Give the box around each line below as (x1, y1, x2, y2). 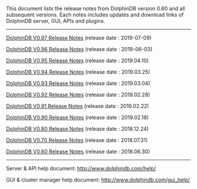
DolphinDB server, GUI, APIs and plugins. (6, 18, 106, 24)
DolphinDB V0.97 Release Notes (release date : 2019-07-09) (6, 35, 152, 41)
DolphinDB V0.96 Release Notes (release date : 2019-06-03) (6, 46, 152, 52)
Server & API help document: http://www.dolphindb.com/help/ (6, 165, 157, 172)
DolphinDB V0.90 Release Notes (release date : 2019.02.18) (6, 114, 149, 121)
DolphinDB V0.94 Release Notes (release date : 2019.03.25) (6, 69, 151, 75)
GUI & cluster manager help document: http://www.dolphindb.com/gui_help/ (6, 176, 191, 183)
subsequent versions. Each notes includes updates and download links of (6, 11, 184, 18)
